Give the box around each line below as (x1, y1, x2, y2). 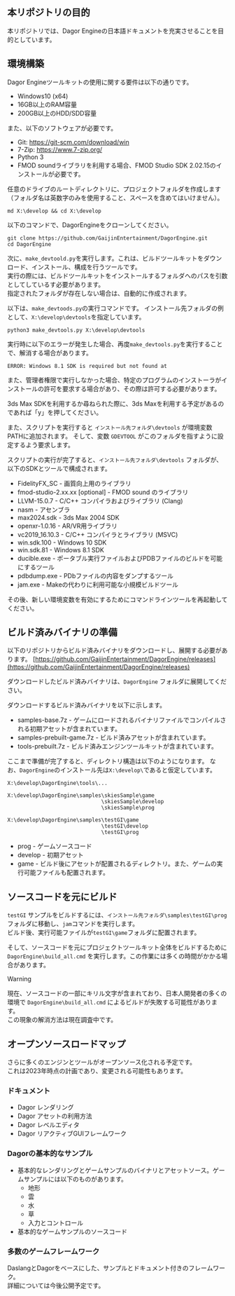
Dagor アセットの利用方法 (17, 1112, 92, 1120)
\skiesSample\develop (101, 798, 164, 805)
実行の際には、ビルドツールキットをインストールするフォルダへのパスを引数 (7, 271, 228, 280)
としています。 (13, 35, 56, 43)
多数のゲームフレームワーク (7, 1246, 100, 1256)
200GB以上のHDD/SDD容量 (17, 109, 97, 117)
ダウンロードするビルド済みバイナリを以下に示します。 (7, 701, 166, 709)
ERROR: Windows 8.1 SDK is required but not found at (7, 362, 168, 369)
